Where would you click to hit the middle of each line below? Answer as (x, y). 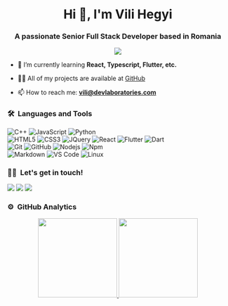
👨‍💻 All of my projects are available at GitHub (81, 78)
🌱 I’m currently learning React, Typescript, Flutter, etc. (97, 65)
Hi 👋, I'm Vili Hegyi (118, 14)
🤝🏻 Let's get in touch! (45, 172)
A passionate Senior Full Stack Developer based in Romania (118, 37)
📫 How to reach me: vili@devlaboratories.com (87, 93)
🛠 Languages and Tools (50, 114)
